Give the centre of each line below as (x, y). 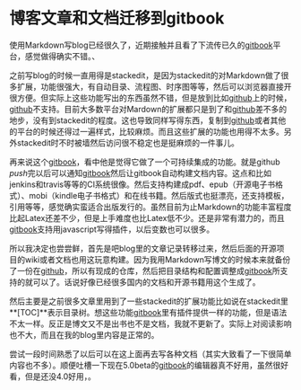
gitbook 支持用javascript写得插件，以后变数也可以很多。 (112, 229)
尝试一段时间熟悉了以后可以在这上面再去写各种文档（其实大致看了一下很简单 (150, 354)
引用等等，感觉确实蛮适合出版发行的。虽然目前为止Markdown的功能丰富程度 (150, 207)
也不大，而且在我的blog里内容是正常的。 (84, 334)
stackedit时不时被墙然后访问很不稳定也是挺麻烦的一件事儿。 (128, 142)
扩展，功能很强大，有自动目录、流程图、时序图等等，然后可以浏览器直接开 (154, 86)
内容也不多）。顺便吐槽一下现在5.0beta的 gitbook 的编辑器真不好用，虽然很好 (149, 365)
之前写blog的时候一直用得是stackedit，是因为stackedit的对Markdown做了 (145, 75)
